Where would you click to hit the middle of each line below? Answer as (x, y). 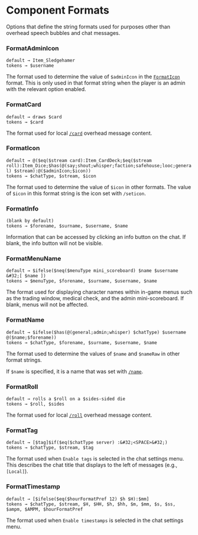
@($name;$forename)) (32, 338)
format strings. (24, 360)
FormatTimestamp (33, 487)
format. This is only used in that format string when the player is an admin (96, 83)
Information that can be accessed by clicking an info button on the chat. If (96, 237)
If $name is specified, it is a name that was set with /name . (75, 371)
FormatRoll (22, 387)
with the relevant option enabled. (46, 89)
